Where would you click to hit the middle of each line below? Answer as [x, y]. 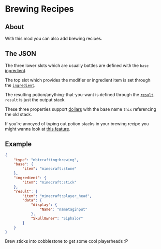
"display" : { [44, 205]
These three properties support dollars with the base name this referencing [80, 109]
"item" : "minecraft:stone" [50, 169]
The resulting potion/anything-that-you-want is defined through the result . [80, 94]
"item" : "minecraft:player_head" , [57, 196]
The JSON [21, 54]
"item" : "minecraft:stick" [50, 182]
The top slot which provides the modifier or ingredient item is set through [78, 80]
